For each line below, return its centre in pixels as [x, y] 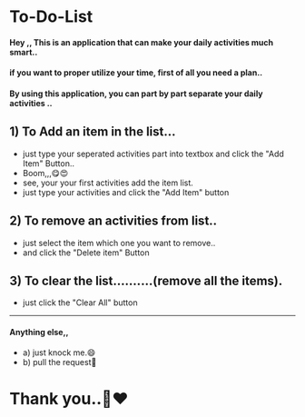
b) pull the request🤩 [59, 362]
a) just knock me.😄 [59, 352]
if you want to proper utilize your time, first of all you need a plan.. [136, 73]
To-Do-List [51, 17]
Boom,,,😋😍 [45, 173]
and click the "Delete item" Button [86, 253]
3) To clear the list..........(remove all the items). [146, 280]
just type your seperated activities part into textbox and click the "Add [153, 154]
